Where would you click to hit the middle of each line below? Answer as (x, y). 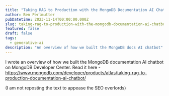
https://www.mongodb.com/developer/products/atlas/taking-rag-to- (76, 73)
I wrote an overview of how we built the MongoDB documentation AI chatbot (84, 62)
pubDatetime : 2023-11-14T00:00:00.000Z (47, 19)
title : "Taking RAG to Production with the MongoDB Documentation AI (80, 10)
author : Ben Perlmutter (30, 15)
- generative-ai (27, 43)
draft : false (19, 33)
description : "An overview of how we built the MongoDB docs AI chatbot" (84, 47)
